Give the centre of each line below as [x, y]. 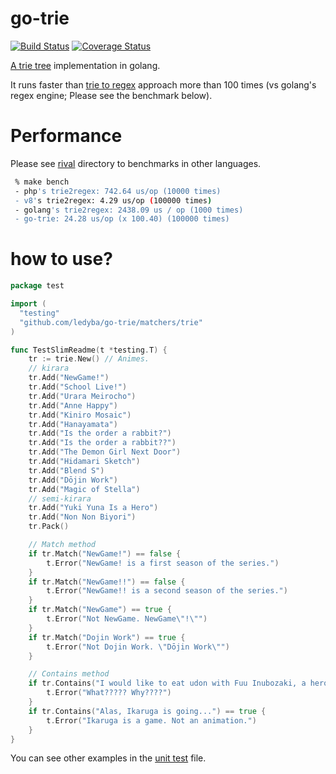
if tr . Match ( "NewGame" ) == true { [100, 610]
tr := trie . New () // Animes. [89, 359]
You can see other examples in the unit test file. [108, 758]
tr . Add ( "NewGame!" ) [69, 378]
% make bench [42, 182]
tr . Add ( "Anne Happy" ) [73, 405]
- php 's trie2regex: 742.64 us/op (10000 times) [118, 191]
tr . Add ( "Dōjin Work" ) [73, 480]
